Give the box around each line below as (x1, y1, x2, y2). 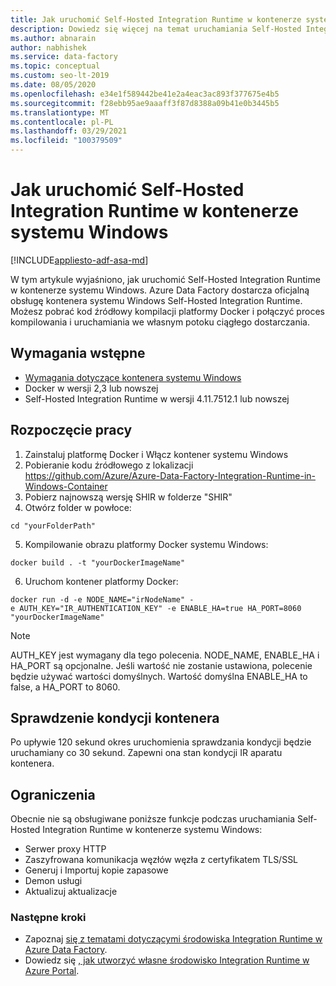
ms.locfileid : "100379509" (10, 136, 123, 146)
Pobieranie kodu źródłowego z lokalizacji (24, 459, 194, 471)
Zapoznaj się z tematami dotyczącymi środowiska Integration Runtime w (24, 933, 323, 945)
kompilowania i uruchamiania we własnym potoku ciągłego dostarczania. (10, 316, 310, 328)
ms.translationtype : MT (10, 107, 110, 118)
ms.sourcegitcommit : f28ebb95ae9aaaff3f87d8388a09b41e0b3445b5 (10, 98, 280, 108)
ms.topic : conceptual (10, 61, 101, 71)
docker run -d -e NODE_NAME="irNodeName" (10, 594, 186, 605)
